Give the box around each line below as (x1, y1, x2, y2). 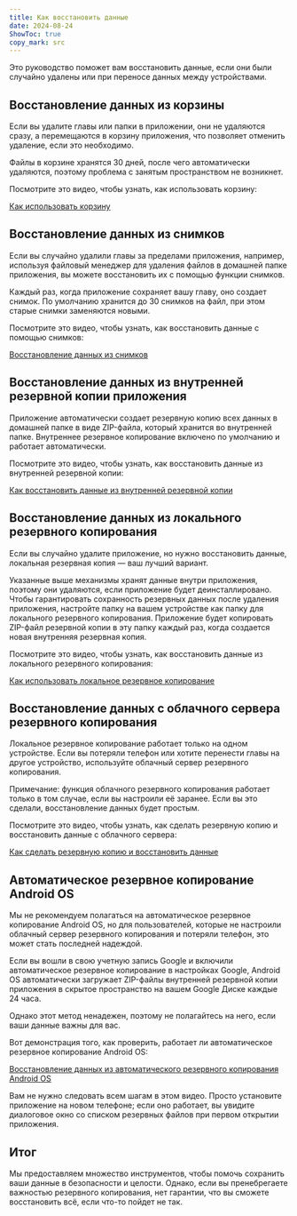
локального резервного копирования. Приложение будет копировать (9, 612, 274, 623)
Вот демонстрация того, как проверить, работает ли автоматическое (9, 1037, 273, 1048)
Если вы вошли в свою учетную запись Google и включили (9, 956, 233, 966)
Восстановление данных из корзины (9, 97, 224, 112)
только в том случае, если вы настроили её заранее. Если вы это (9, 793, 258, 804)
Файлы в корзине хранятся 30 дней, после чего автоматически (9, 157, 250, 168)
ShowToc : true (9, 29, 62, 38)
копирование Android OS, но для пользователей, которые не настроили (9, 919, 282, 930)
